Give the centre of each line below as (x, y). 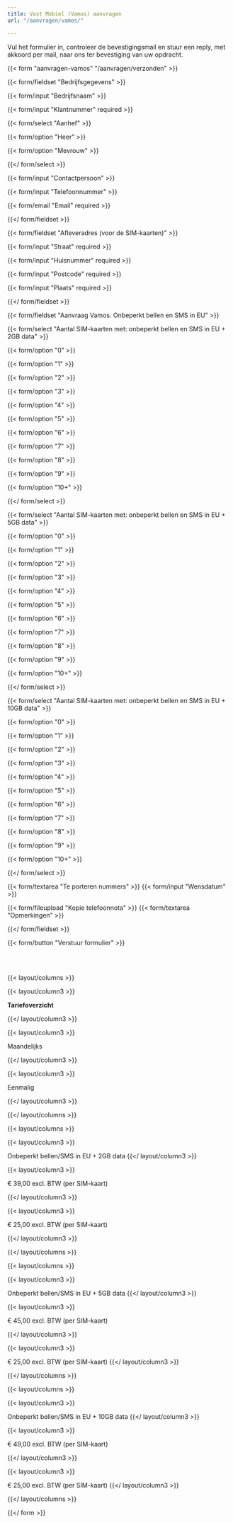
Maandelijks (25, 1046)
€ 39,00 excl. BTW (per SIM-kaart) (58, 1183)
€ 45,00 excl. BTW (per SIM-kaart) (58, 1320)
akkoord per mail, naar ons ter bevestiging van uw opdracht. (95, 55)
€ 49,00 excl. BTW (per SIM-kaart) (58, 1444)
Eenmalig (21, 1087)
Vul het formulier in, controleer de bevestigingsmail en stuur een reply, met (116, 47)
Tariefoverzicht (31, 1005)
